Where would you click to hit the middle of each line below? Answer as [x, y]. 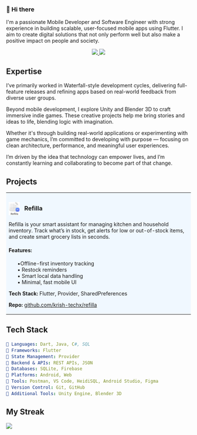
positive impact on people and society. [53, 41]
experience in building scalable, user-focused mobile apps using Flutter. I [95, 28]
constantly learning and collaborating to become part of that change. [89, 163]
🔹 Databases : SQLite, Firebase [44, 369]
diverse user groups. [31, 98]
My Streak [25, 412]
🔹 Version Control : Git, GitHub [45, 388]
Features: [20, 250]
